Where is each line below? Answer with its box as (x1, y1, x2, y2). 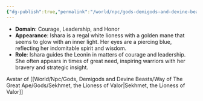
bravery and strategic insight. (14, 64, 89, 71)
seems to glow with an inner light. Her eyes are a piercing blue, (14, 38, 172, 45)
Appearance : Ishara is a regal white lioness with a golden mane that (14, 31, 185, 39)
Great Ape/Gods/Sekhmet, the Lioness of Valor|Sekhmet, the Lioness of (6, 82, 185, 89)
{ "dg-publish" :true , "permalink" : (6, 8, 91, 15)
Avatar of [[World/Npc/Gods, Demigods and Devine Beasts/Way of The (6, 75, 183, 82)
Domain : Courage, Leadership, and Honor (14, 25, 120, 32)
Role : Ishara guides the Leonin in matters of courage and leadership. (14, 50, 186, 58)
